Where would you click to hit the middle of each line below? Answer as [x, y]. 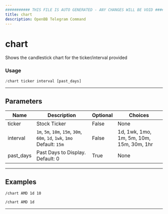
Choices [139, 115]
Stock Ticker [51, 124]
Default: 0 [48, 159]
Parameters [24, 101]
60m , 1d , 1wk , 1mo [54, 138]
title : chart [19, 14]
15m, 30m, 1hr [135, 144]
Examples [21, 182]
